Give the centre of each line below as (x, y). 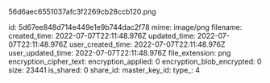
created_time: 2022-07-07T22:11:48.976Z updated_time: (102, 36)
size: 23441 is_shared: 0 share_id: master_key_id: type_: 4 (104, 70)
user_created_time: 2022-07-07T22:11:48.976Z (147, 44)
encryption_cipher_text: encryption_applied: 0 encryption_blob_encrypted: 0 (135, 61)
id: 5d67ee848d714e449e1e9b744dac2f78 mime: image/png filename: (125, 27)
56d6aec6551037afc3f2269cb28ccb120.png (82, 12)
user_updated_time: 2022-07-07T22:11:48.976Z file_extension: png (120, 53)
